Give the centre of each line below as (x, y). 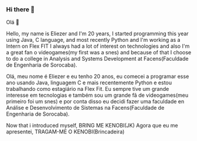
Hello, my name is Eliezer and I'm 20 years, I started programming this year (97, 34)
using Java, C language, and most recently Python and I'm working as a (93, 40)
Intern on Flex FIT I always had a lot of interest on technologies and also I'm (98, 46)
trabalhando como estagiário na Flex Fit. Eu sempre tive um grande (88, 89)
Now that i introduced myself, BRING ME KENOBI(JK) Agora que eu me (92, 126)
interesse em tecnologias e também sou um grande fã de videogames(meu (97, 95)
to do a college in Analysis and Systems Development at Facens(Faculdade (97, 59)
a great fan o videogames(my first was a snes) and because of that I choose (99, 53)
